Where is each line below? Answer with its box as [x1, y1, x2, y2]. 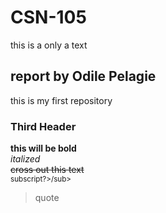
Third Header [10, 119, 77, 133]
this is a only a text [10, 39, 88, 51]
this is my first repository [10, 94, 113, 106]
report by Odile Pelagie [10, 68, 157, 85]
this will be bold [10, 142, 77, 155]
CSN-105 [10, 6, 87, 29]
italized [10, 153, 41, 165]
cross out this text [10, 164, 85, 176]
